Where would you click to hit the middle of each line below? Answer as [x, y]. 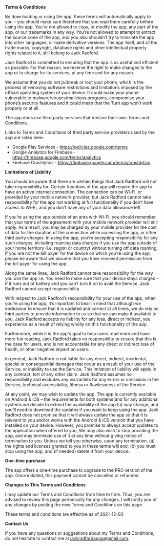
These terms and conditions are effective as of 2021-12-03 [64, 514]
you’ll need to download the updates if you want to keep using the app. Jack [82, 410]
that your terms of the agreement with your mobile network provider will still [81, 222]
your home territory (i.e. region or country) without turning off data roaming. [82, 248]
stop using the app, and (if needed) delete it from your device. [68, 451]
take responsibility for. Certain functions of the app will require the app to [79, 187]
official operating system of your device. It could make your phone [72, 93]
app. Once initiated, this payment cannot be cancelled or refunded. [72, 475]
